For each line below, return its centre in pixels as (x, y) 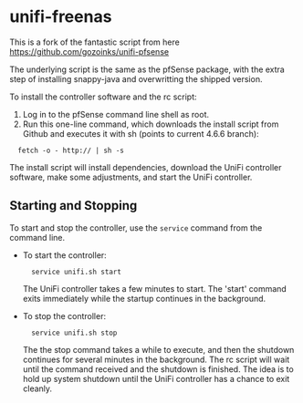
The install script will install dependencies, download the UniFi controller (146, 167)
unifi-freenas (61, 17)
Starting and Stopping (73, 206)
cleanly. (37, 388)
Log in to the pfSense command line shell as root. (116, 114)
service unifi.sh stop (74, 333)
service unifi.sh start (76, 272)
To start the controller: (64, 255)
